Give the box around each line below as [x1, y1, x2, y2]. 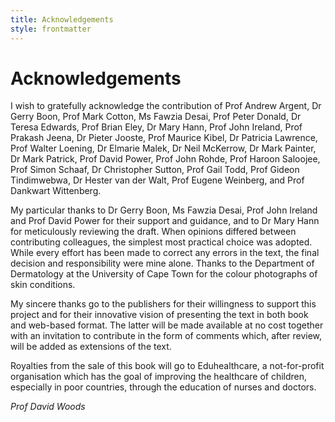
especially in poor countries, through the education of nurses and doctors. [10, 381, 317, 393]
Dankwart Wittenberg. [10, 185, 102, 197]
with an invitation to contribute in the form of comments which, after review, [10, 330, 323, 342]
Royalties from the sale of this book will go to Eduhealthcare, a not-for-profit [10, 360, 325, 372]
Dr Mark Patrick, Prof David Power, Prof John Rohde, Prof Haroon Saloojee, [10, 153, 321, 165]
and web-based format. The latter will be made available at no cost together [10, 319, 324, 331]
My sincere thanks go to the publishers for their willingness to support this [10, 298, 317, 310]
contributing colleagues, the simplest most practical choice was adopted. [10, 236, 313, 248]
